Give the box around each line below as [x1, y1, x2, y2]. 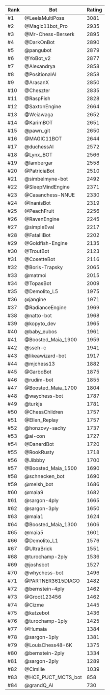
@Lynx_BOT [24, 151, 53, 158]
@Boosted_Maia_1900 [24, 336, 77, 343]
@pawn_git [24, 127, 51, 134]
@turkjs [24, 401, 43, 407]
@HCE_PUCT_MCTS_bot [24, 674, 82, 681]
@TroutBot [24, 248, 50, 254]
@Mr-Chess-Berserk [24, 31, 75, 38]
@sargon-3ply [24, 505, 59, 511]
